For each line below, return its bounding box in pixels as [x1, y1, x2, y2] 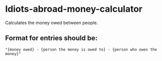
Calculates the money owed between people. [5, 20, 98, 26]
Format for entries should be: [5, 34, 98, 42]
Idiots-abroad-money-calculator [5, 3, 143, 15]
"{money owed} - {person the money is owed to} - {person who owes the [5, 47, 157, 52]
